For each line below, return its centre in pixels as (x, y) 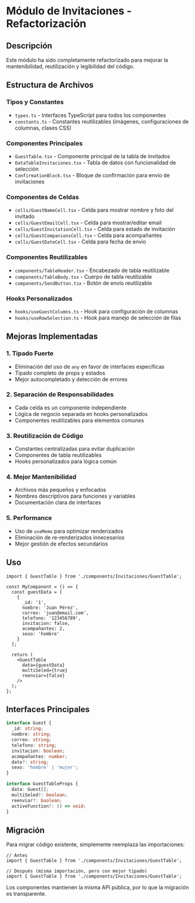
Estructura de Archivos (50, 85)
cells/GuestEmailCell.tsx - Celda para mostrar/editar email (88, 223)
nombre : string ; (32, 734)
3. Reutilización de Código (45, 436)
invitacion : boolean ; (38, 751)
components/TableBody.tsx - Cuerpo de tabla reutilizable (83, 276)
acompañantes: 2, (43, 628)
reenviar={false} (43, 676)
